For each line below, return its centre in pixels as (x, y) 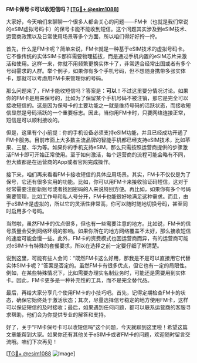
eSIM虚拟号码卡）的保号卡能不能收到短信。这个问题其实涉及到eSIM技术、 (101, 29)
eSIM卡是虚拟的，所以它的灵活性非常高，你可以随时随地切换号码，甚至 (97, 204)
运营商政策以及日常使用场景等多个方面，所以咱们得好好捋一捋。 (83, 36)
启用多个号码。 (29, 211)
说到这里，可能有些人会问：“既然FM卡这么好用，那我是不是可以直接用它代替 (98, 258)
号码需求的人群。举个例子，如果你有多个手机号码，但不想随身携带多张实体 (96, 71)
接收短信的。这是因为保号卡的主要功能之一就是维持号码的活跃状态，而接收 (96, 105)
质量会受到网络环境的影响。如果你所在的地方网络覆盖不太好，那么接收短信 (101, 231)
